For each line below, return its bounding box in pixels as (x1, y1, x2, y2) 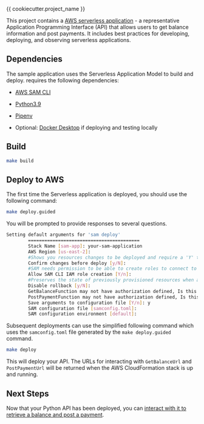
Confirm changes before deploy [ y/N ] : (28, 260, 126, 266)
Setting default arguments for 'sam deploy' (6, 231, 121, 238)
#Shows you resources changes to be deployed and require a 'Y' (28, 254, 194, 261)
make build (6, 158, 34, 164)
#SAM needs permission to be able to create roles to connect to (28, 266, 197, 272)
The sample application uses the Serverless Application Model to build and (6, 70, 194, 77)
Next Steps (6, 388, 49, 398)
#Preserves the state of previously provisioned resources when (28, 277, 194, 283)
